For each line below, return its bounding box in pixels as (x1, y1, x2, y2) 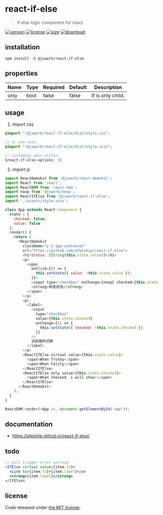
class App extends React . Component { (5, 207, 82, 212)
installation (5, 43, 40, 52)
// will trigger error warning (5, 460, 69, 465)
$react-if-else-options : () (5, 158, 62, 162)
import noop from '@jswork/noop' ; (5, 189, 76, 195)
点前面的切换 (31, 339, 54, 344)
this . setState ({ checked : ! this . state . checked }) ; (40, 325, 145, 330)
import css (12, 121, 34, 127)
